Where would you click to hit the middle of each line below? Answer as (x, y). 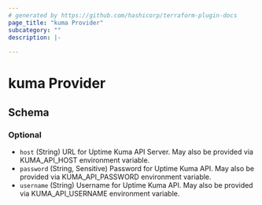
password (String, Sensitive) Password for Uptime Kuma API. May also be (137, 168)
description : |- (35, 37)
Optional (25, 134)
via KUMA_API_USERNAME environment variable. (100, 194)
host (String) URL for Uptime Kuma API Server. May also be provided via (137, 152)
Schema (29, 112)
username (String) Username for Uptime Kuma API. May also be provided (136, 185)
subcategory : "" (35, 30)
